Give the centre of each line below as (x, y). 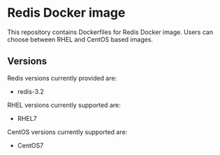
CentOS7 (30, 145)
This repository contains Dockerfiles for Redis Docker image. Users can (110, 32)
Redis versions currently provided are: (62, 78)
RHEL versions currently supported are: (64, 105)
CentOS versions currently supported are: (67, 132)
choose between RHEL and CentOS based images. (80, 39)
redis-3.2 (30, 91)
